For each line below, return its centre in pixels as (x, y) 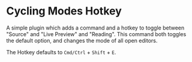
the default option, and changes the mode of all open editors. (82, 40)
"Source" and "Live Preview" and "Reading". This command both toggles (96, 34)
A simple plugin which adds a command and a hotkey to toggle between (95, 28)
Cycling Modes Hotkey (64, 11)
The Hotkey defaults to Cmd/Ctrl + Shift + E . (61, 52)
